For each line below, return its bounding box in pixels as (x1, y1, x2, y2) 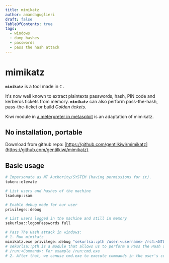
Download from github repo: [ (5, 142, 66, 148)
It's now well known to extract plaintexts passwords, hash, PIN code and (5, 93, 155, 99)
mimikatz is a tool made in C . (5, 83, 64, 89)
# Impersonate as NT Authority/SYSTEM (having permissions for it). (5, 175, 152, 180)
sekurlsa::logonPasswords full (5, 221, 71, 226)
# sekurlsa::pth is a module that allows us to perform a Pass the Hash (5, 244, 161, 249)
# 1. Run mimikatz (5, 235, 44, 240)
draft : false (5, 17, 33, 22)
